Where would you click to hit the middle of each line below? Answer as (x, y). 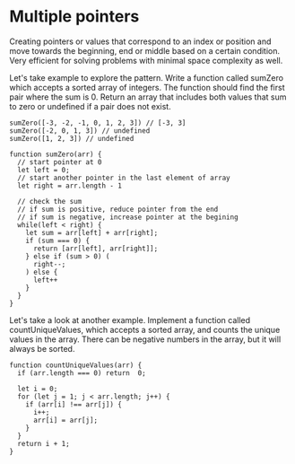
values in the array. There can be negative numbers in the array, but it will (145, 339)
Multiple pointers (74, 17)
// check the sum (50, 201)
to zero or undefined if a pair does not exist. (91, 106)
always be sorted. (42, 348)
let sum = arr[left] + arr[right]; (92, 232)
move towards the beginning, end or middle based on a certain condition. (145, 50)
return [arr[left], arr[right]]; (95, 249)
